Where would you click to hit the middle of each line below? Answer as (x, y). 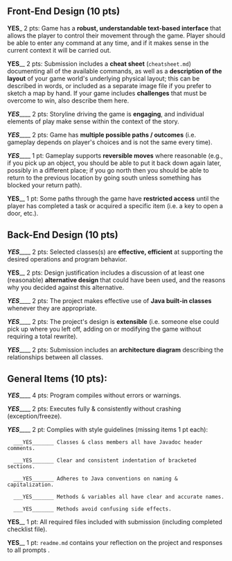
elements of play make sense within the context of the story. (93, 121)
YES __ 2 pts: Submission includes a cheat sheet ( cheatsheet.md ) (99, 63)
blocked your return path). (45, 185)
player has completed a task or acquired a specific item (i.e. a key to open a (115, 206)
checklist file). (27, 529)
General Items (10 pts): (57, 379)
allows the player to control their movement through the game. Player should (116, 35)
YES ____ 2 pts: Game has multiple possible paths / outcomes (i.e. (101, 135)
